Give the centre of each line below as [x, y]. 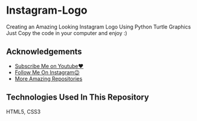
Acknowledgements [44, 52]
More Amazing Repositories [49, 78]
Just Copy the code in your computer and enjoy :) [67, 33]
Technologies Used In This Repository [77, 98]
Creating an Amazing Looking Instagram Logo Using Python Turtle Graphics [98, 27]
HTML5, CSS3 [23, 112]
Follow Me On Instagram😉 [47, 72]
